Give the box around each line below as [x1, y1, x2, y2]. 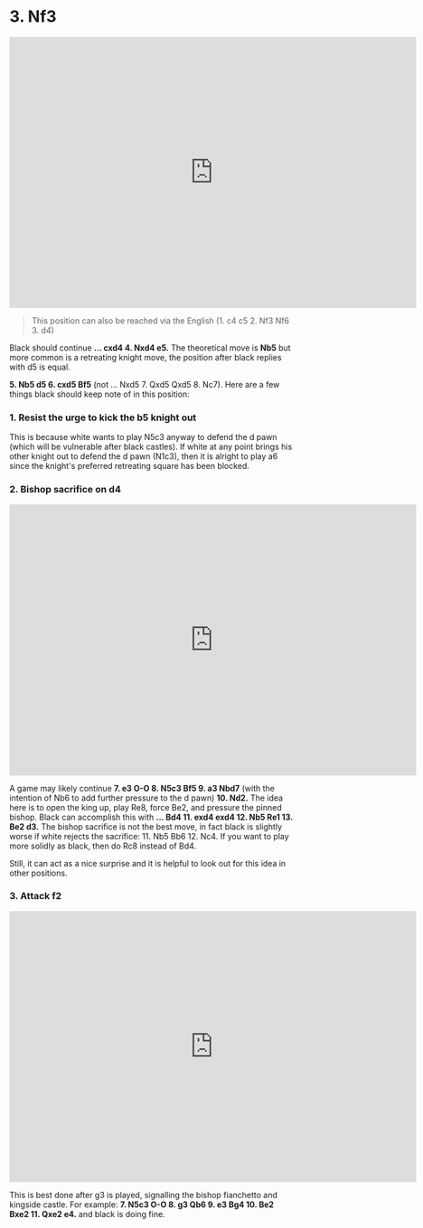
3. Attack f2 [9, 890, 62, 903]
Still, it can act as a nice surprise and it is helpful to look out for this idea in [9, 858, 287, 868]
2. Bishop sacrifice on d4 [9, 483, 122, 496]
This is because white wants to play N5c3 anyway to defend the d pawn [9, 432, 277, 443]
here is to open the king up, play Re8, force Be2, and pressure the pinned [9, 801, 282, 812]
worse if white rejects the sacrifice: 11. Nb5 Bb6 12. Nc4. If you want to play [9, 830, 289, 841]
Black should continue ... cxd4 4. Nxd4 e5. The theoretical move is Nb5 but [9, 342, 291, 353]
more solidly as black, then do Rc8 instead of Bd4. [9, 840, 197, 851]
